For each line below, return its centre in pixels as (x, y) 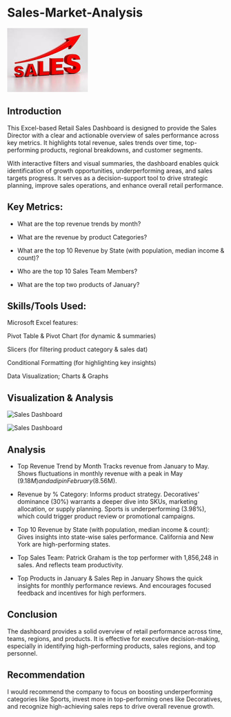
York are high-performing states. (63, 544)
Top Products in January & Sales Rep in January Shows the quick (110, 578)
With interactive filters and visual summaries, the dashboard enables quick (113, 163)
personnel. (22, 653)
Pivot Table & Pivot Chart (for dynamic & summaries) (82, 336)
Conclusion (32, 615)
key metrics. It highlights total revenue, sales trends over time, (96, 142)
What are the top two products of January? (78, 284)
